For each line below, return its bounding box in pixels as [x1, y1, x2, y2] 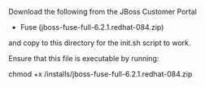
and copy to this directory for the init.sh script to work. [8, 38, 191, 48]
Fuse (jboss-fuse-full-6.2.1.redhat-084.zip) [20, 23, 164, 31]
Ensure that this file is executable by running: [8, 54, 159, 63]
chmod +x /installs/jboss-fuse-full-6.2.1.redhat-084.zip [8, 69, 193, 79]
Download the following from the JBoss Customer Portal [8, 7, 198, 16]
